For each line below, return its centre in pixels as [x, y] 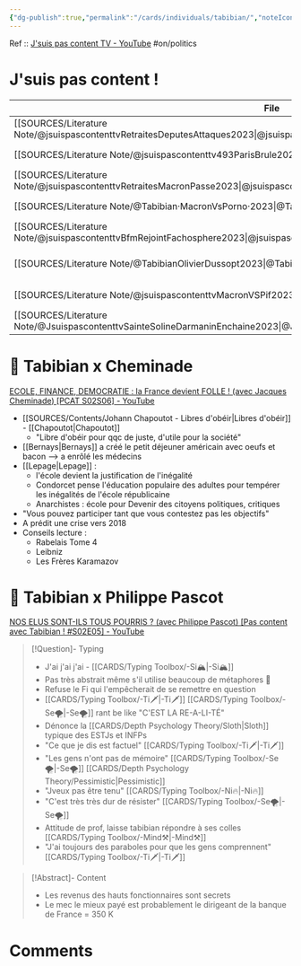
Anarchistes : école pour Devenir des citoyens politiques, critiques [158, 504]
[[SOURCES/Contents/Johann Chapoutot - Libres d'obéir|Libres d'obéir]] [156, 417]
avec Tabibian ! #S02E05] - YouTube [77, 632]
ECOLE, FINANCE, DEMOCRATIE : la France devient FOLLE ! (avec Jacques [148, 391]
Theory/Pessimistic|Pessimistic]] [105, 781]
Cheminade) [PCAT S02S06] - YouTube [82, 400]
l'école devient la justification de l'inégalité [114, 475]
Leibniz [49, 551]
